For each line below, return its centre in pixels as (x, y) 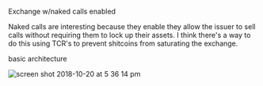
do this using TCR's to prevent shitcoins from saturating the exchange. (123, 43)
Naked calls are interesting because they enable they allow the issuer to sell (132, 26)
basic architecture (38, 59)
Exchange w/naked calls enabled (62, 11)
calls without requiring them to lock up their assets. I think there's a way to (130, 35)
